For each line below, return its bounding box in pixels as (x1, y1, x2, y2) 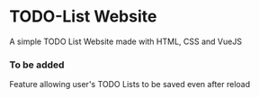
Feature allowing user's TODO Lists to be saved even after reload (9, 79, 251, 90)
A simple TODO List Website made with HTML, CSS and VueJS (9, 36, 243, 47)
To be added (9, 58, 65, 71)
